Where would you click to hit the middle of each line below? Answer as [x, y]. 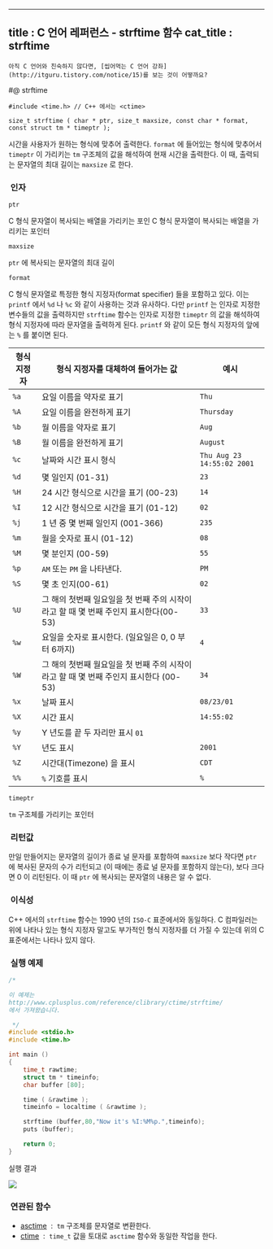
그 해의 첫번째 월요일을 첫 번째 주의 [105, 665]
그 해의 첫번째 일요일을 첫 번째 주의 [105, 600]
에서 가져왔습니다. [35, 1010]
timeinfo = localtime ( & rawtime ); [85, 1107]
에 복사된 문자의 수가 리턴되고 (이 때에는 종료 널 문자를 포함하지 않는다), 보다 [129, 867]
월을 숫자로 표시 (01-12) [88, 539]
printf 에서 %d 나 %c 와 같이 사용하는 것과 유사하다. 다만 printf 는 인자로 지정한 [134, 304]
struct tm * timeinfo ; [61, 1077]
